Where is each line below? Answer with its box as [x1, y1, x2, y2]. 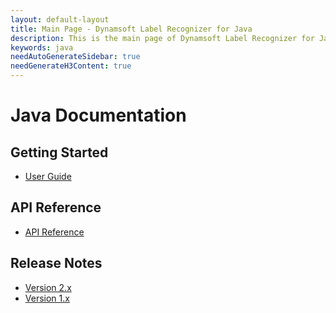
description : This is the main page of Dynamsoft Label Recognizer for [10, 33, 315, 43]
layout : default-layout [10, 14, 110, 25]
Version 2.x [24, 281, 72, 293]
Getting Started [10, 144, 109, 161]
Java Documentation [10, 104, 187, 127]
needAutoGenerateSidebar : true [10, 52, 141, 62]
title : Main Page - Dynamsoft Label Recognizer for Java [10, 24, 253, 34]
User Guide [24, 171, 72, 182]
